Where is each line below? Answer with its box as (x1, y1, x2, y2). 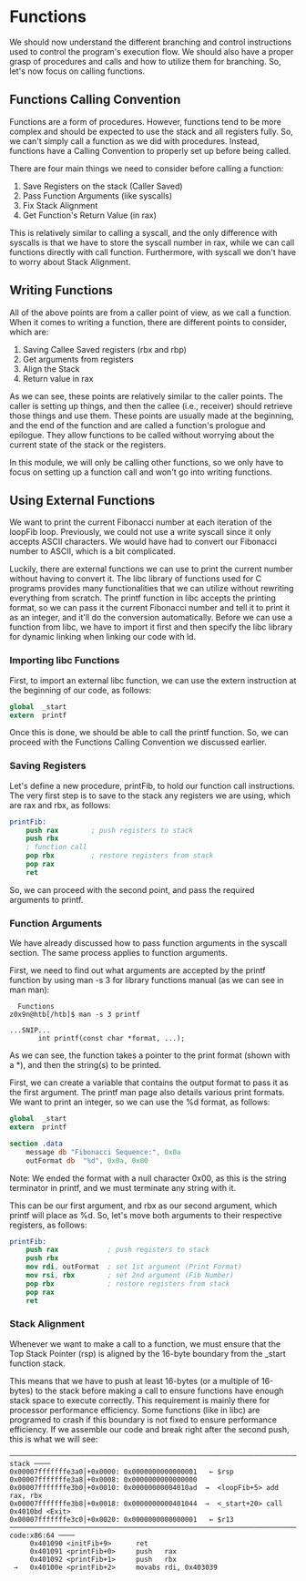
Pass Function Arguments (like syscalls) (22, 190, 173, 201)
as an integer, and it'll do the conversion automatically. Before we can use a (9, 612, 293, 623)
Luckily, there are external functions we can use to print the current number (9, 563, 293, 575)
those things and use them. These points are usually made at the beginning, (9, 410, 294, 421)
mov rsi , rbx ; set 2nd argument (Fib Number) (25, 1271, 234, 1280)
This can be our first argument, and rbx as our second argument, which (9, 1200, 278, 1211)
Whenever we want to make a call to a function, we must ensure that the (9, 1338, 280, 1350)
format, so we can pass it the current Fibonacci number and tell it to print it (9, 602, 291, 613)
